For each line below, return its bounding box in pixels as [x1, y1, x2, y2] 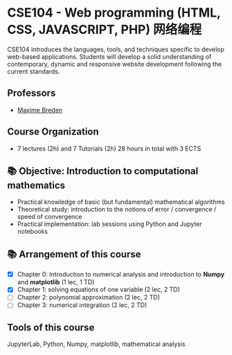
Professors [7, 87, 56, 99]
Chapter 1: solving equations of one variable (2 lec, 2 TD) [17, 286, 180, 294]
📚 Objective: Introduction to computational [7, 165, 199, 177]
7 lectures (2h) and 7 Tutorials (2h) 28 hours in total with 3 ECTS [17, 144, 202, 153]
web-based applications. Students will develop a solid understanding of [7, 52, 212, 60]
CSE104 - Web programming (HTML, [7, 5, 221, 21]
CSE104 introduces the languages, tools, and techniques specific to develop [7, 45, 225, 53]
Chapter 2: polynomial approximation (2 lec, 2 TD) [17, 293, 161, 302]
